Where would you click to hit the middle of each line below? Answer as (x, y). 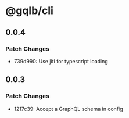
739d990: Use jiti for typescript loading (61, 61)
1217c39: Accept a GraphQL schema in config (68, 109)
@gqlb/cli (29, 11)
